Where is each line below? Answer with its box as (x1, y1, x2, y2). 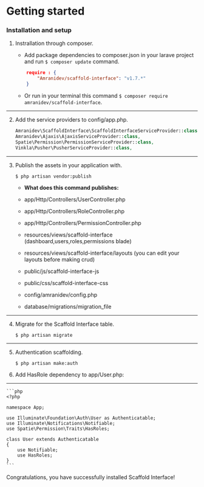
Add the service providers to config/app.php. (15, 116, 129, 123)
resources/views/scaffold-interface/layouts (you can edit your (24, 249, 180, 257)
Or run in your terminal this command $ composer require (24, 92, 168, 100)
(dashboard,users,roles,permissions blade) (24, 237, 132, 244)
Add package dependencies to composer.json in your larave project (24, 52, 194, 59)
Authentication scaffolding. (15, 348, 83, 356)
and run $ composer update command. (24, 58, 120, 65)
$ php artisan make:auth (15, 360, 78, 366)
